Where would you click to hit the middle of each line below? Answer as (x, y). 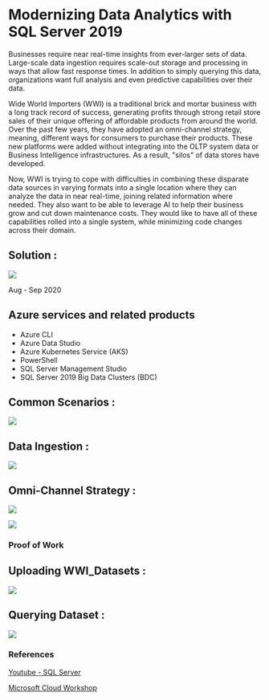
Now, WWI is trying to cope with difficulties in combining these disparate (128, 179)
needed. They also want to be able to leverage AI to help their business (126, 204)
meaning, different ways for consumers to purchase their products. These (130, 137)
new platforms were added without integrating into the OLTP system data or (134, 146)
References (31, 654)
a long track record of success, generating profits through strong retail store (134, 112)
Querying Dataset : (57, 615)
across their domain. (42, 230)
